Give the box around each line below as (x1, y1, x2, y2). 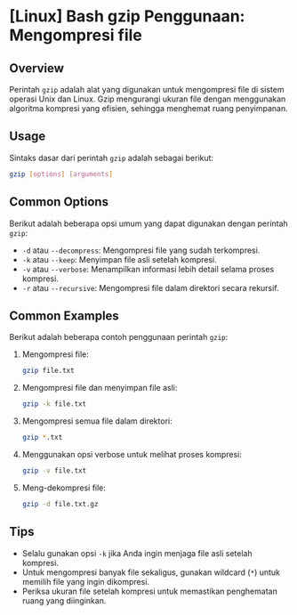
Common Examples (9, 308, 120, 323)
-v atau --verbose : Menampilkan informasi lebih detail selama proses (21, 263, 275, 274)
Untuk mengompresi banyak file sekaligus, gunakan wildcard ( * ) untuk (21, 567, 281, 578)
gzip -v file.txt (21, 465, 87, 475)
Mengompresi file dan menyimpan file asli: (21, 383, 178, 393)
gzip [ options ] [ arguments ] (9, 169, 114, 179)
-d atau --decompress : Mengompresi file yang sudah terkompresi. (21, 245, 261, 255)
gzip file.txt (21, 367, 75, 376)
